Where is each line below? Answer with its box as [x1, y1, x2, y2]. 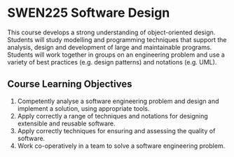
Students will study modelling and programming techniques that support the [7, 35, 227, 43]
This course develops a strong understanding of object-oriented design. [7, 28, 216, 36]
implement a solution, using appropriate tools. [17, 104, 150, 113]
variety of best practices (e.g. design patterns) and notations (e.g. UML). [7, 57, 217, 66]
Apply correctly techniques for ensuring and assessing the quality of [17, 126, 216, 135]
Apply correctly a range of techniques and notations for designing [17, 111, 208, 120]
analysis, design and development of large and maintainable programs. [7, 43, 212, 51]
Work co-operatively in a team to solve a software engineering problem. [17, 142, 226, 150]
